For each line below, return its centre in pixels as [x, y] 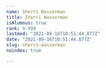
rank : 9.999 [21, 28]
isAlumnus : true [26, 23]
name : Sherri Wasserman [36, 12]
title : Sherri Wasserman [37, 17]
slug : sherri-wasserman [36, 45]
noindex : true [24, 51]
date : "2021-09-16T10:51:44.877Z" [49, 39]
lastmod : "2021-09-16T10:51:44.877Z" [53, 34]
